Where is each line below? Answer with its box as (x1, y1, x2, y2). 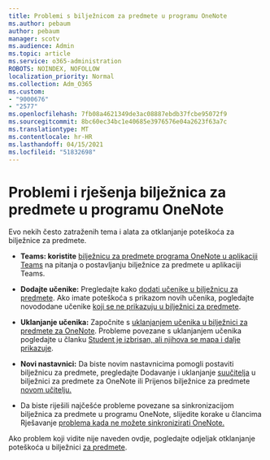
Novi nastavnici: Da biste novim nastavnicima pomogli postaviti (20, 359, 234, 369)
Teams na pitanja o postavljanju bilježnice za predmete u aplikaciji (20, 260, 242, 270)
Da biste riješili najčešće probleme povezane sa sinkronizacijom (20, 401, 234, 410)
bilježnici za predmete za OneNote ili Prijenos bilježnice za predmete (20, 376, 250, 386)
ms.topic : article (8, 50, 71, 58)
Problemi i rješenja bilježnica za (8, 183, 226, 202)
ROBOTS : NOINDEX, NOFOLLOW (8, 65, 100, 73)
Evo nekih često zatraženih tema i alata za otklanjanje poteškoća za (8, 227, 234, 237)
